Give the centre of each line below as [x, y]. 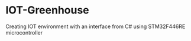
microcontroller [24, 32]
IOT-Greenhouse [47, 10]
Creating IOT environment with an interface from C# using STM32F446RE [96, 26]
